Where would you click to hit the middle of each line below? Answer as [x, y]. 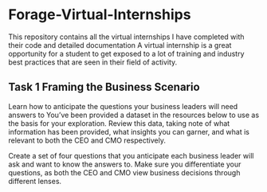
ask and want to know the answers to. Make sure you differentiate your [125, 164]
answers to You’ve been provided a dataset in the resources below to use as [134, 115]
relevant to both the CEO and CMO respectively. [87, 140]
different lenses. [35, 181]
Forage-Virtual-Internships [100, 15]
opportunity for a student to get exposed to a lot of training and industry [126, 53]
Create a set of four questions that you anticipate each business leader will [131, 155]
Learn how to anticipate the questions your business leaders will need [123, 106]
